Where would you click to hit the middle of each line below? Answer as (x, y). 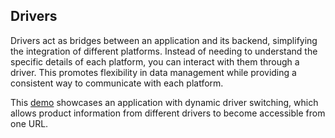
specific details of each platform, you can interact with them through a (155, 61)
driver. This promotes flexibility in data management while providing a (153, 72)
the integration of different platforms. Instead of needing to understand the (164, 51)
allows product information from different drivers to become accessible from (168, 113)
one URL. (29, 123)
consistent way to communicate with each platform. (117, 83)
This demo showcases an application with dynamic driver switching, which (164, 102)
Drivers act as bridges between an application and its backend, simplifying (164, 40)
